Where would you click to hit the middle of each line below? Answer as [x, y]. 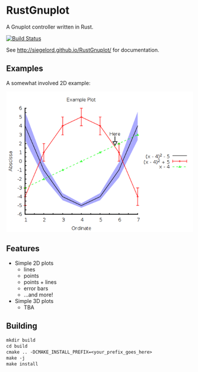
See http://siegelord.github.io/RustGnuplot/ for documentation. [83, 50]
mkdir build [21, 340]
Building [22, 326]
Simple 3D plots [34, 301]
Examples [25, 69]
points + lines [40, 282]
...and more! [38, 295]
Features [23, 248]
